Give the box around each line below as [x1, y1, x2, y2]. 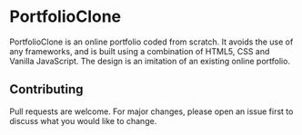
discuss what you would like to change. [9, 115, 157, 126]
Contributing [9, 82, 84, 97]
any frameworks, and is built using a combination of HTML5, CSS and [9, 45, 270, 56]
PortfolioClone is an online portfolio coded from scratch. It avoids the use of [9, 36, 294, 47]
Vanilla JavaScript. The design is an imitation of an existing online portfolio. [9, 55, 291, 66]
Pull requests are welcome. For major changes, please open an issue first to [9, 106, 294, 117]
